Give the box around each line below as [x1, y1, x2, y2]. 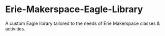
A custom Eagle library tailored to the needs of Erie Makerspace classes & [5, 20, 160, 26]
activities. [5, 25, 25, 31]
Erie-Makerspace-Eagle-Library [5, 4, 143, 15]
